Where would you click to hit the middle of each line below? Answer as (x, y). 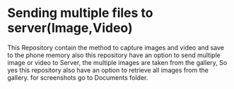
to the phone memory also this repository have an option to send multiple (114, 55)
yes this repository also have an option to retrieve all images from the (108, 70)
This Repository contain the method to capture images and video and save (116, 47)
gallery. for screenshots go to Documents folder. (78, 77)
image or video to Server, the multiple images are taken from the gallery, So (117, 62)
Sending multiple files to (80, 13)
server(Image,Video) (70, 28)
